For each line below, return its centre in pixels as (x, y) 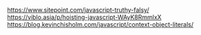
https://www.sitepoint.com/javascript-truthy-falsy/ (78, 10)
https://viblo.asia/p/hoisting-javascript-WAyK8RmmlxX (84, 17)
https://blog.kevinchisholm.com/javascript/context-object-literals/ (100, 24)
